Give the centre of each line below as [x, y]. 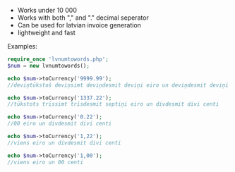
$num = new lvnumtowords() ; [49, 66]
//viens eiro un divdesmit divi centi [64, 143]
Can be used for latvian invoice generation [79, 25]
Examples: [22, 46]
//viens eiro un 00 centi [45, 162]
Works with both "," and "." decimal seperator [83, 18]
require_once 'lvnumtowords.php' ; [58, 59]
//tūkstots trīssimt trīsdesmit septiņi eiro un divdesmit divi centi [113, 104]
